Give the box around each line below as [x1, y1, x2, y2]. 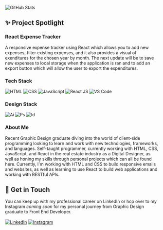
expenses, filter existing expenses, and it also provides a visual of [5, 49, 137, 56]
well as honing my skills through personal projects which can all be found [5, 156, 152, 162]
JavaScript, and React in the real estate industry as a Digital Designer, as [5, 150, 151, 156]
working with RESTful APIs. [5, 171, 60, 177]
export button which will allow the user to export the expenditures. [5, 65, 138, 71]
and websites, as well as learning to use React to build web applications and [5, 166, 158, 172]
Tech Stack [5, 77, 33, 84]
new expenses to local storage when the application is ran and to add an [5, 60, 150, 66]
